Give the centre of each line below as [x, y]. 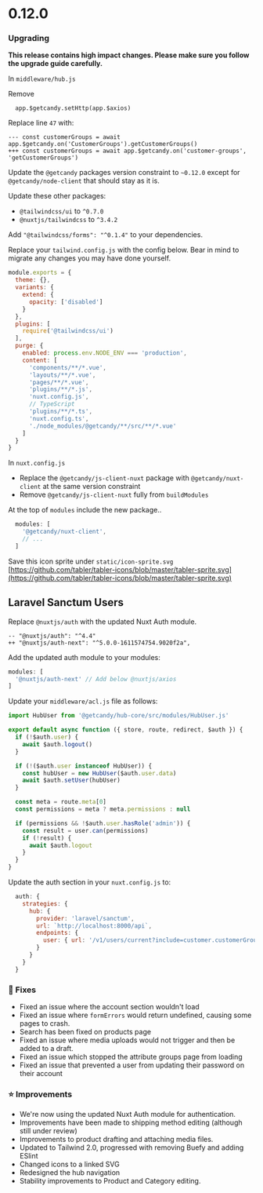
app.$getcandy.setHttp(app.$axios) [73, 108]
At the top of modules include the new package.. [85, 510]
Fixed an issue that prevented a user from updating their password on [132, 1065]
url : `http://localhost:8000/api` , [94, 926]
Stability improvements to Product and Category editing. [110, 1181]
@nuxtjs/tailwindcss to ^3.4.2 [68, 220]
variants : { [35, 287]
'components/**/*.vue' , [68, 367]
